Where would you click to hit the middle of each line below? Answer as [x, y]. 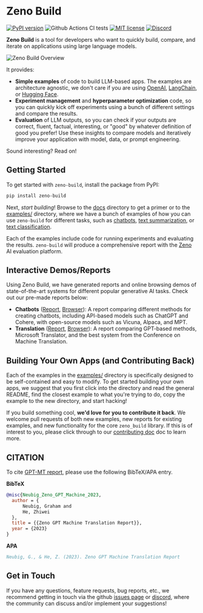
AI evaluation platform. [35, 251]
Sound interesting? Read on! [42, 151]
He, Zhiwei [36, 512]
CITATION [25, 458]
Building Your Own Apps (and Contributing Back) [101, 361]
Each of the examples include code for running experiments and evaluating [100, 238]
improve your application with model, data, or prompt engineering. [98, 139]
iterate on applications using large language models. [72, 46]
